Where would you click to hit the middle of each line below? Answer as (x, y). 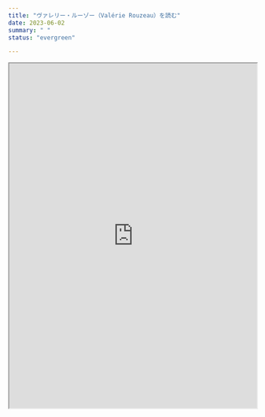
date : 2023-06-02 (37, 23)
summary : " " (29, 30)
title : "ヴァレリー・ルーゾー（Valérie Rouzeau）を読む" (94, 15)
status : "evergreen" (42, 37)
